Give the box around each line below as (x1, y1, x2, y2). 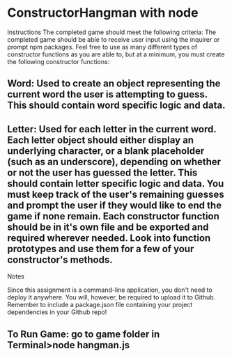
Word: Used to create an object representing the (7, 78, 221, 90)
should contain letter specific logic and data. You (7, 178, 224, 189)
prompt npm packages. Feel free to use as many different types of (7, 42, 198, 51)
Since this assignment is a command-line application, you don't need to (7, 286, 212, 294)
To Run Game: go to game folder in (7, 328, 160, 340)
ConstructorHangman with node (7, 5, 199, 21)
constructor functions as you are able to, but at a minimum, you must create (7, 50, 225, 59)
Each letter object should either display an (7, 134, 194, 146)
